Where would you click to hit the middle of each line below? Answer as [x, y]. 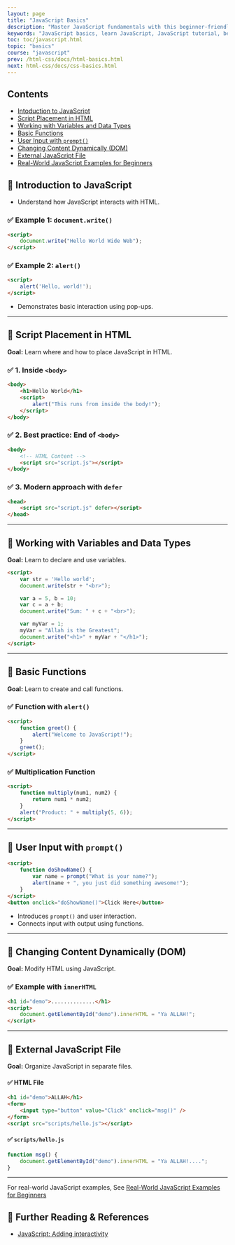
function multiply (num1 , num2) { [69, 793]
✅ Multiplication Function [51, 772]
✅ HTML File [26, 1082]
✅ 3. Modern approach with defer [65, 487]
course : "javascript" [39, 53]
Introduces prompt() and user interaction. [77, 916]
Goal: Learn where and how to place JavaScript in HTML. [90, 352]
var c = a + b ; [42, 605]
